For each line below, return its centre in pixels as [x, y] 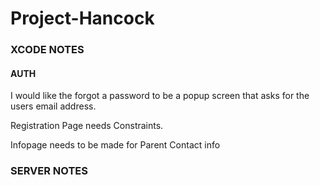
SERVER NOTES [49, 171]
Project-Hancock [82, 18]
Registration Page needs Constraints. [87, 126]
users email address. [53, 106]
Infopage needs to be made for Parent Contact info [115, 145]
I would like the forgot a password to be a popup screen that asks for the [160, 96]
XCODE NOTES [47, 50]
